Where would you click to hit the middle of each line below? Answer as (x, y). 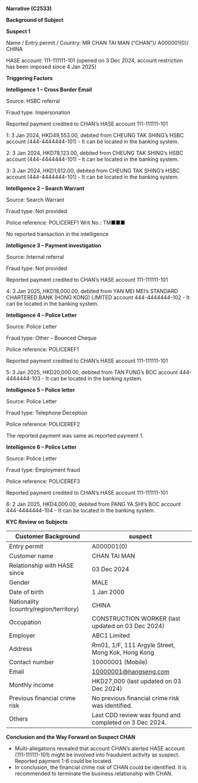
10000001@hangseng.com (131, 672)
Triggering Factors (29, 78)
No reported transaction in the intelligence (57, 234)
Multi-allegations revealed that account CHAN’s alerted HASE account (100, 749)
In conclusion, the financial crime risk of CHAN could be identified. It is (100, 767)
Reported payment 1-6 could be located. (64, 761)
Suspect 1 (18, 31)
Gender (19, 582)
